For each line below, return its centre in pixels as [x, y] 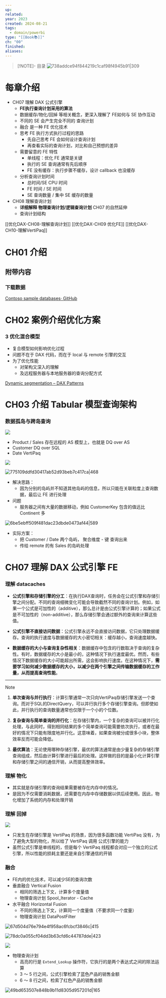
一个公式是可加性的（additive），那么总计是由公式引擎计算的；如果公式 [88, 608]
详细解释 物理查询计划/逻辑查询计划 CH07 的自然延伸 [73, 207]
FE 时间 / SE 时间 [44, 189]
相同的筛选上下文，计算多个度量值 [54, 892]
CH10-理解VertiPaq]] [26, 230]
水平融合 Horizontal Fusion [39, 904]
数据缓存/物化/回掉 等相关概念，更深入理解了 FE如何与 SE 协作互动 [87, 115]
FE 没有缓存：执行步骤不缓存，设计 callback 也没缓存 [81, 170]
